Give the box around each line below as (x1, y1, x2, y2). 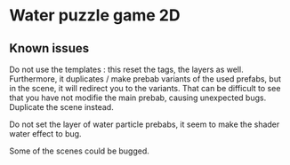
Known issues (9, 41, 90, 56)
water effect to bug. (9, 129, 82, 138)
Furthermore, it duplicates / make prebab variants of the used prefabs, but (9, 74, 282, 84)
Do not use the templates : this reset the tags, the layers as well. (9, 64, 244, 75)
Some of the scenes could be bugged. (9, 145, 149, 156)
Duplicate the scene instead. (9, 102, 114, 112)
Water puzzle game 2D (9, 5, 181, 26)
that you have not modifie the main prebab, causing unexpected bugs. (9, 92, 267, 103)
